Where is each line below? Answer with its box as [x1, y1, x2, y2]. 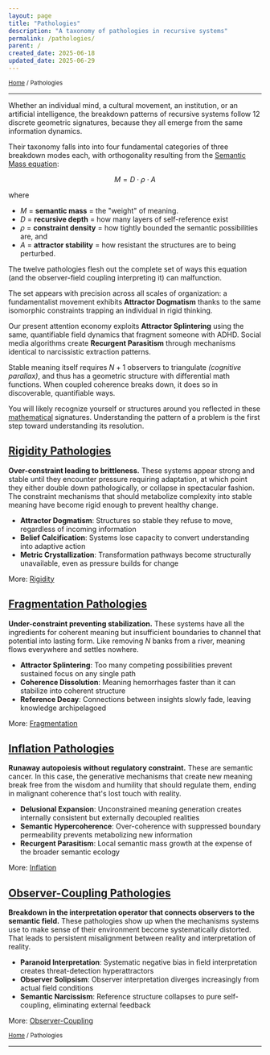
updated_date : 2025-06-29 [8, 57, 95, 65]
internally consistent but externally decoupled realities [19, 813, 200, 823]
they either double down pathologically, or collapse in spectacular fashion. [8, 483, 255, 492]
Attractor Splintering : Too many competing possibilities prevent [19, 660, 233, 670]
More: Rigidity [8, 574, 55, 584]
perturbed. [19, 248, 56, 258]
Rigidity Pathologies [8, 444, 112, 458]
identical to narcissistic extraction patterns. [8, 347, 151, 356]
